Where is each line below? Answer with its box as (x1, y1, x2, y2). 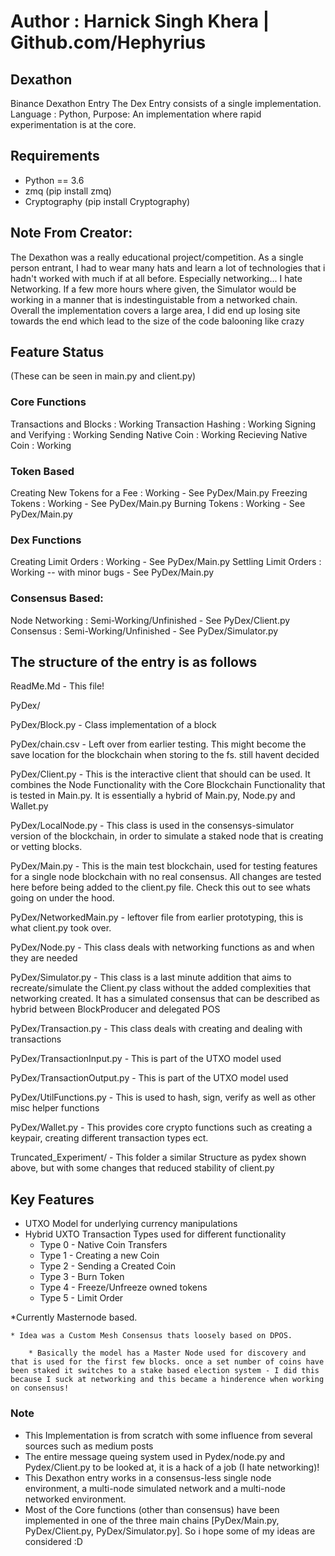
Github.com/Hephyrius (10, 31, 207, 54)
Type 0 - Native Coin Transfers (39, 1239, 168, 1251)
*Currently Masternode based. (10, 1311, 138, 1324)
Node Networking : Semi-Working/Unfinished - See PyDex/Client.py (10, 614, 291, 626)
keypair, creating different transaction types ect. (10, 1132, 209, 1144)
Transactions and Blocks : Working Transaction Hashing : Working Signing (10, 418, 317, 430)
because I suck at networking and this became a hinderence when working (10, 1375, 325, 1385)
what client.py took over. (10, 922, 112, 934)
